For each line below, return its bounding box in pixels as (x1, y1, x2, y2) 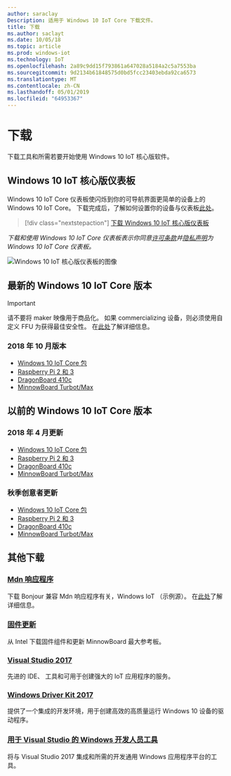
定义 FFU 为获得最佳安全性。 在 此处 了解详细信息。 (7, 322, 154, 330)
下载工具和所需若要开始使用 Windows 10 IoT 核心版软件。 (7, 152, 173, 160)
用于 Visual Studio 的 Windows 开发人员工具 (7, 735, 158, 745)
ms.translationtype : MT (7, 75, 77, 83)
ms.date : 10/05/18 (7, 37, 61, 44)
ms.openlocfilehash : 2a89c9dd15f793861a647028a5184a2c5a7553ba (7, 63, 197, 70)
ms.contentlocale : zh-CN (7, 82, 80, 89)
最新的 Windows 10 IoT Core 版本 (7, 280, 152, 292)
